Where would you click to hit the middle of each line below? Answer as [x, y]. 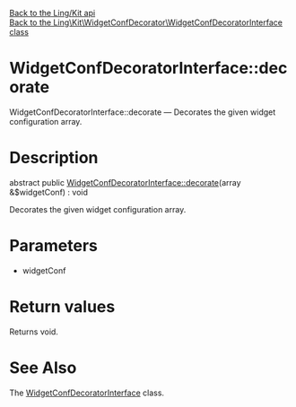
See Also [43, 368]
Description [54, 158]
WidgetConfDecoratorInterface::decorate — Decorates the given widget [143, 112]
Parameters [54, 246]
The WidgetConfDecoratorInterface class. [87, 393]
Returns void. [34, 332]
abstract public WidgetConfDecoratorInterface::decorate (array [125, 182]
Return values [62, 307]
